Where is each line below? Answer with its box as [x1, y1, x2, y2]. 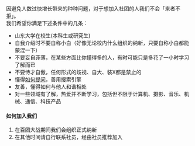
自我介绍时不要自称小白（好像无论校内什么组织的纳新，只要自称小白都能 [14, 40, 189, 46]
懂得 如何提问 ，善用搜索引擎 [14, 76, 82, 83]
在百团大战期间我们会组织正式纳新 [14, 126, 97, 133]
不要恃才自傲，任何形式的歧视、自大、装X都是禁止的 [14, 69, 142, 75]
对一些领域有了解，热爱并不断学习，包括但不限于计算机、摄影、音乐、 [14, 91, 184, 98]
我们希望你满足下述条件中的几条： [6, 20, 88, 26]
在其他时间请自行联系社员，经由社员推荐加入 [14, 134, 123, 141]
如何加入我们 [6, 112, 37, 119]
